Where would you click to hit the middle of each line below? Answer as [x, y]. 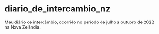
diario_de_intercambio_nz [58, 9]
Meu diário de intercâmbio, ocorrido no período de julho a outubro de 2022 [79, 22]
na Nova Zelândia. [22, 27]
